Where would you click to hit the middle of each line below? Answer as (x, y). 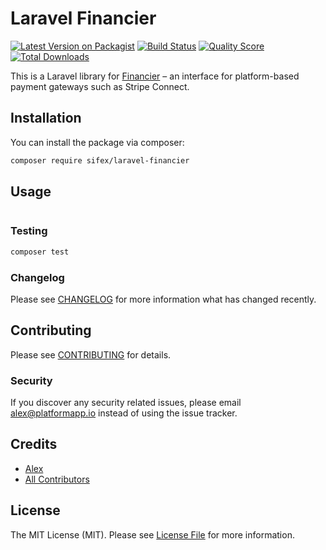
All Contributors (57, 479)
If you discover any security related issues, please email (126, 403)
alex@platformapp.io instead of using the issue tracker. (124, 413)
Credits (34, 444)
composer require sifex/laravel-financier (100, 160)
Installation (46, 118)
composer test (40, 252)
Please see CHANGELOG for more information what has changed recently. (163, 299)
